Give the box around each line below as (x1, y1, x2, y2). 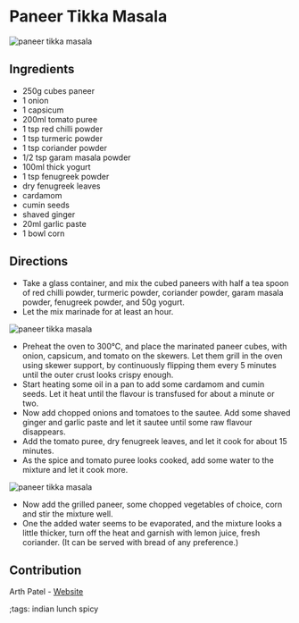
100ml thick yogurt (21, 161, 91, 172)
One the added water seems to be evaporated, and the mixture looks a (21, 518, 283, 528)
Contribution (9, 562, 82, 577)
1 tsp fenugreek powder (21, 171, 110, 181)
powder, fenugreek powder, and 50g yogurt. (21, 297, 186, 307)
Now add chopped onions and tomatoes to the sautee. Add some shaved (21, 407, 291, 417)
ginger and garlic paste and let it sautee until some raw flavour (21, 417, 253, 427)
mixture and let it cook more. (21, 464, 129, 475)
